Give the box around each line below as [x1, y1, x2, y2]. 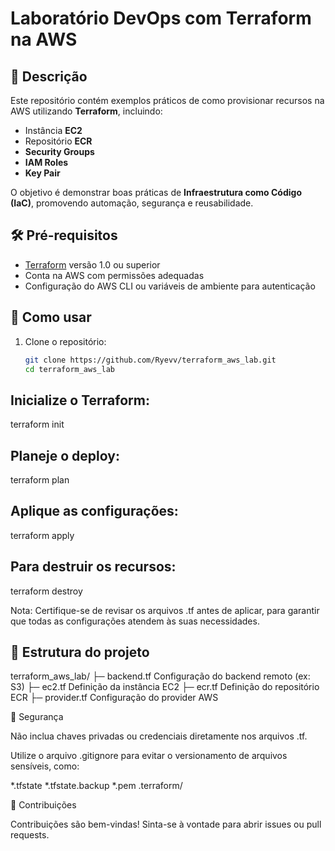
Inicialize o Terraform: [10, 392, 150, 409]
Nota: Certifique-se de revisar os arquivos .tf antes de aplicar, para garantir [10, 604, 320, 616]
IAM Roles [24, 157, 69, 168]
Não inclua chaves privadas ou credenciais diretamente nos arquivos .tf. [10, 730, 308, 742]
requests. [10, 829, 50, 841]
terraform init [10, 418, 65, 431]
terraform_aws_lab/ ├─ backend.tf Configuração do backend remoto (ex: [10, 670, 311, 682]
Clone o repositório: [24, 335, 107, 347]
